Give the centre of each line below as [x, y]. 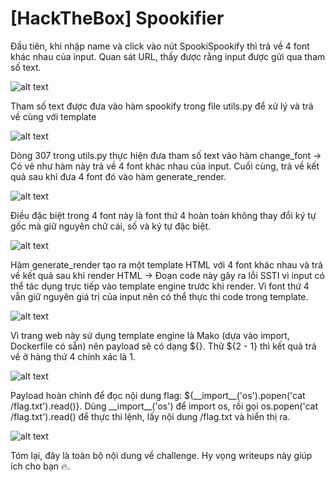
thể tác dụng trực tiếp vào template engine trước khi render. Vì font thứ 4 [160, 286]
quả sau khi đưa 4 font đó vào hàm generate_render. [118, 176]
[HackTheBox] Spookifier [117, 18]
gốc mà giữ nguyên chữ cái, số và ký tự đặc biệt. [111, 226]
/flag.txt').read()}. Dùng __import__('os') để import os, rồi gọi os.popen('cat [164, 406]
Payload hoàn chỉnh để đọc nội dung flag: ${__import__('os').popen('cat [158, 395]
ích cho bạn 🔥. [40, 466]
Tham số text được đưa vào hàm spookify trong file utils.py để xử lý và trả [162, 106]
